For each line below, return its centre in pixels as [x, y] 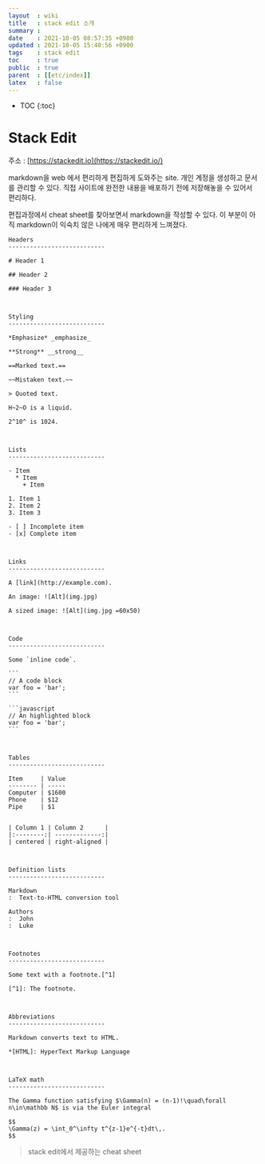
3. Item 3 [25, 513]
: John [21, 919]
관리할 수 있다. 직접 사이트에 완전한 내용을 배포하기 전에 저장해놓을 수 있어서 [134, 188]
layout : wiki [34, 16]
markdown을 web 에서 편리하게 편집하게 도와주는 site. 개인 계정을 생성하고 [126, 178]
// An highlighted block [49, 716]
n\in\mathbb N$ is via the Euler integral [80, 1108]
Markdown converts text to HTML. [64, 1038]
